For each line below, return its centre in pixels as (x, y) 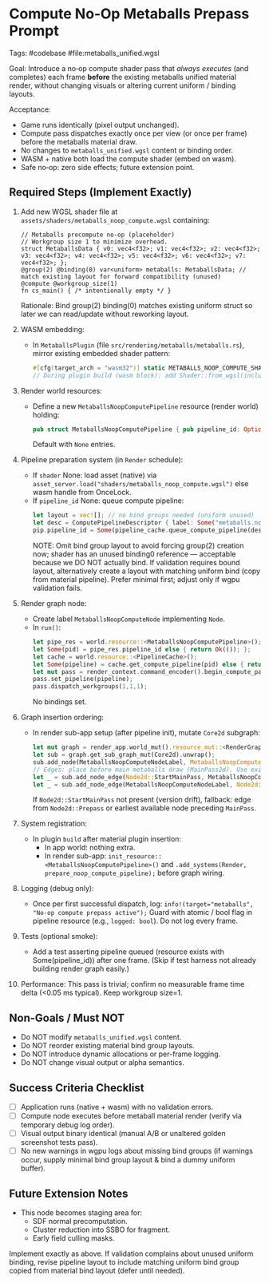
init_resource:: (135, 857)
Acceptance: (30, 109)
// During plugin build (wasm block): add (104, 375)
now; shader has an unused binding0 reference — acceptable (134, 554)
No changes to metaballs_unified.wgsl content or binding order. (127, 150)
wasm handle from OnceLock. (82, 493)
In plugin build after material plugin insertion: (107, 839)
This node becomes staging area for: (81, 1213)
